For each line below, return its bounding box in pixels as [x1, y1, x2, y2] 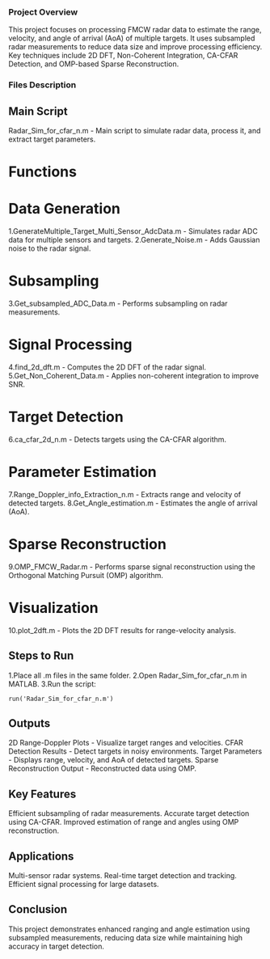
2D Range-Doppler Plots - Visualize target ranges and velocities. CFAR [8, 738, 244, 748]
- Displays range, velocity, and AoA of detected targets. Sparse [8, 755, 219, 765]
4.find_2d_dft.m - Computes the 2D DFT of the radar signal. [8, 362, 207, 372]
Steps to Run [8, 649, 74, 663]
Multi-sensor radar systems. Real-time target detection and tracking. [8, 871, 237, 881]
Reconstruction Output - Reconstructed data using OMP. [8, 763, 196, 774]
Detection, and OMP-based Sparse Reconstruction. [8, 59, 179, 69]
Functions [8, 163, 77, 181]
